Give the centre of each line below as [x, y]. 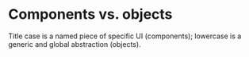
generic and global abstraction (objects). [75, 44]
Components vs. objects [90, 14]
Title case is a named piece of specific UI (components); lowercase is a [125, 36]
